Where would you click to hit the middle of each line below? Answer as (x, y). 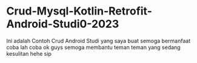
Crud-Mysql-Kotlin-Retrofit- (79, 11)
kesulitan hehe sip (29, 53)
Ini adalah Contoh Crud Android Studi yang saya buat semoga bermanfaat (98, 41)
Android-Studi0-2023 (63, 24)
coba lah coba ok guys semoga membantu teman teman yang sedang (93, 47)
